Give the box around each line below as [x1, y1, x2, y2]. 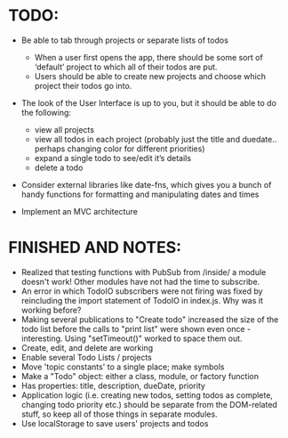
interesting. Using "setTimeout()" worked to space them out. [20, 333, 243, 344]
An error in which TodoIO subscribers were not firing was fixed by [20, 286, 263, 296]
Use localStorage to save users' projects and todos [20, 418, 209, 428]
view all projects [34, 124, 95, 134]
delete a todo [34, 162, 84, 173]
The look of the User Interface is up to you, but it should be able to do [20, 97, 277, 108]
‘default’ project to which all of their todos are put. [34, 61, 218, 72]
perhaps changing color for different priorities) [34, 143, 205, 154]
